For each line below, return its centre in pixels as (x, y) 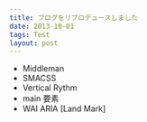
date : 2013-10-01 (42, 26)
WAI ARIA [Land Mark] (64, 108)
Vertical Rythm (50, 88)
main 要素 (41, 99)
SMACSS (39, 79)
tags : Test (30, 34)
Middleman (43, 69)
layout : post (34, 43)
